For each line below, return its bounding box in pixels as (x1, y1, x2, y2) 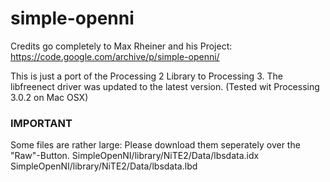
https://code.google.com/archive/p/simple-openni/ (10, 50, 220, 62)
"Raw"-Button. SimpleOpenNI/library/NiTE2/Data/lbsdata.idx (10, 150, 260, 162)
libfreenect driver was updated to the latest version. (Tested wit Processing (10, 80, 320, 92)
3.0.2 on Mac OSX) (10, 91, 89, 103)
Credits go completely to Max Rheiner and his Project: (10, 40, 233, 52)
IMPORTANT (10, 116, 73, 130)
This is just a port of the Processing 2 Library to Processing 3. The (10, 70, 283, 82)
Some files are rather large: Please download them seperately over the (10, 139, 301, 151)
